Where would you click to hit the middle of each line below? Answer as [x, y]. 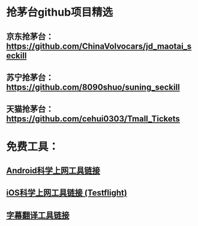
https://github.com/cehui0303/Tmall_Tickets [93, 119]
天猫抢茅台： [30, 109]
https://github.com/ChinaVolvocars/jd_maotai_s [99, 46]
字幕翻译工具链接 [38, 215]
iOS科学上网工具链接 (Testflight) [67, 193]
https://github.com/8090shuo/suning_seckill [93, 87]
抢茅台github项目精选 [60, 12]
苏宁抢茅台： [30, 77]
